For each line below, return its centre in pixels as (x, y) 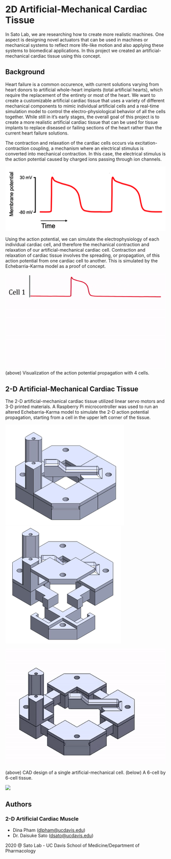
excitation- (146, 143)
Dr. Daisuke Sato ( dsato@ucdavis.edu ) (53, 835)
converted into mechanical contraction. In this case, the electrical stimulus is (85, 153)
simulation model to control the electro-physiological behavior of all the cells (85, 111)
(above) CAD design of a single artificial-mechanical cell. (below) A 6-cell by (85, 772)
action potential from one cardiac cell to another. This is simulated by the (81, 261)
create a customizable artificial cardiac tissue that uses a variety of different (85, 100)
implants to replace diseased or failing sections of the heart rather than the (84, 127)
